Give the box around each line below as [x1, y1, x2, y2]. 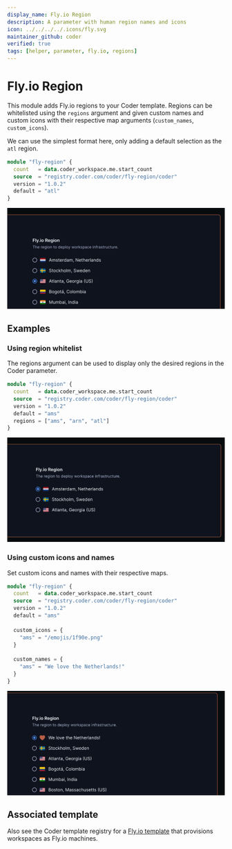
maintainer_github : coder [7, 33, 81, 40]
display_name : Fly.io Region [7, 11, 91, 18]
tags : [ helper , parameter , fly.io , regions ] [7, 48, 137, 55]
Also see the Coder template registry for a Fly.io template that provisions [7, 827, 213, 835]
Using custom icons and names [7, 553, 115, 563]
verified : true [7, 40, 51, 48]
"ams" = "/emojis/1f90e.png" [19, 634, 104, 641]
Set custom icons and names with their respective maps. [7, 568, 168, 577]
